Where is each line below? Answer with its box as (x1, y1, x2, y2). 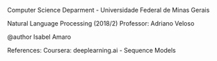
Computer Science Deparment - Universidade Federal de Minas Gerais (7, 6, 210, 14)
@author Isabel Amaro (7, 33, 72, 41)
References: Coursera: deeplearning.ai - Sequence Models (7, 46, 176, 54)
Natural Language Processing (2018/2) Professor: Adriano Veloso (7, 19, 195, 27)
